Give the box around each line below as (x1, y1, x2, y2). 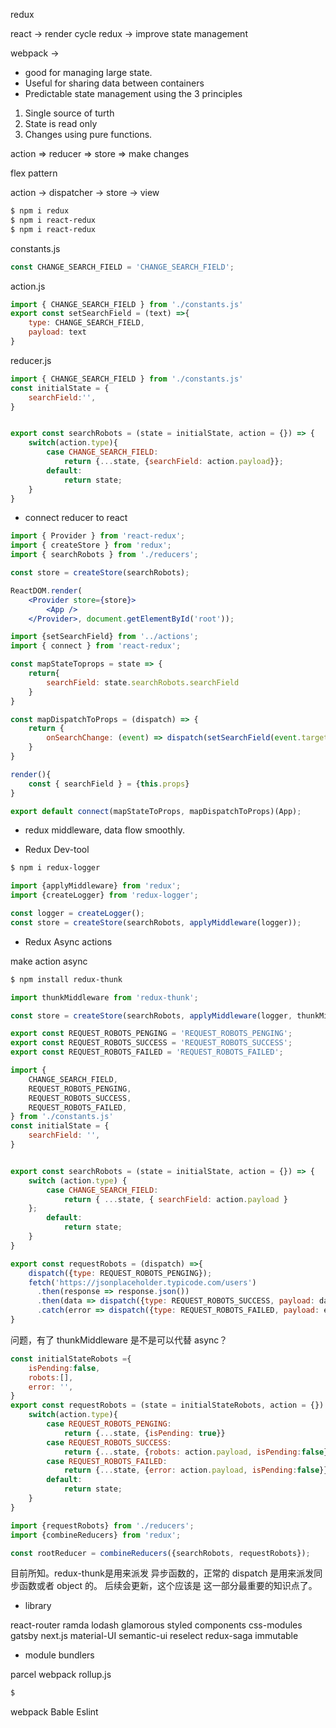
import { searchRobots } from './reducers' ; (10, 550, 199, 560)
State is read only (24, 118, 98, 129)
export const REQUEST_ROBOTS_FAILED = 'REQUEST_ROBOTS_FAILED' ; (10, 1047, 284, 1058)
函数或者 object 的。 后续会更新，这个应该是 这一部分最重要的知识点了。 (18, 1580, 318, 1592)
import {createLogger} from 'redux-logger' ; (10, 890, 199, 901)
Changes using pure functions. (24, 129, 153, 140)
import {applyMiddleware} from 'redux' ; (10, 881, 182, 891)
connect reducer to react (24, 512, 128, 524)
